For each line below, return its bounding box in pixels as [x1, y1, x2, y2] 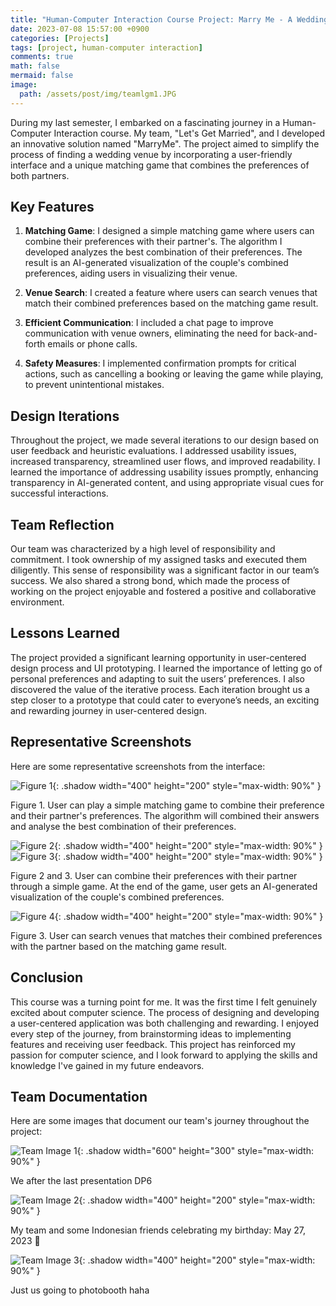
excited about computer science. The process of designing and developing [10, 1006, 320, 1018]
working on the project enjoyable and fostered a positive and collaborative [10, 586, 317, 598]
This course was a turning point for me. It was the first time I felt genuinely [10, 996, 317, 1008]
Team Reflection [10, 516, 115, 533]
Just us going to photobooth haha [10, 1284, 150, 1296]
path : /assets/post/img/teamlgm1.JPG [19, 89, 177, 99]
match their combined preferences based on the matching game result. [24, 297, 319, 310]
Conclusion [10, 969, 84, 986]
